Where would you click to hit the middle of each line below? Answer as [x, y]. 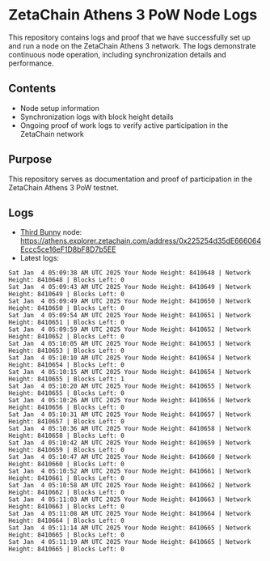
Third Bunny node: [51, 232]
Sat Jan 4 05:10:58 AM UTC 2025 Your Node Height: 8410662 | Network [130, 486]
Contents [32, 89]
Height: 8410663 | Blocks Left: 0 [67, 507]
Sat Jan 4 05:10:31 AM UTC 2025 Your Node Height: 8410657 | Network [130, 414]
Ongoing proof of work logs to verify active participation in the [124, 125]
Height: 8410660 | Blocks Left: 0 [67, 464]
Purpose [30, 159]
